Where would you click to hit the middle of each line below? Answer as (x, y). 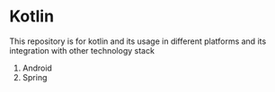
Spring (35, 77)
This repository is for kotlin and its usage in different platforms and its (138, 41)
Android (37, 68)
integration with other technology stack (82, 50)
